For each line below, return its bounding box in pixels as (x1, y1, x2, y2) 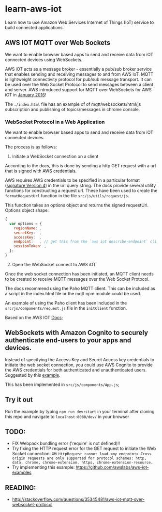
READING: (5, 483, 36, 492)
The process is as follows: (5, 144, 57, 150)
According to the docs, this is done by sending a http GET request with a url (5, 163, 156, 169)
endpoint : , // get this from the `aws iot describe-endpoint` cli (14, 239, 157, 244)
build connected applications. (5, 24, 64, 30)
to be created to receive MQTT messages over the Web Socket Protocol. (5, 276, 150, 282)
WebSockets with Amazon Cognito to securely (5, 329, 148, 337)
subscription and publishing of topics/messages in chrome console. (5, 106, 140, 112)
